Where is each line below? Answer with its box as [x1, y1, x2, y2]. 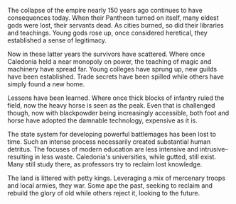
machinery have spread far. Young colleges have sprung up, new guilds [7, 65, 218, 73]
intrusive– [200, 145, 229, 153]
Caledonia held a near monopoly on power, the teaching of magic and [7, 57, 212, 66]
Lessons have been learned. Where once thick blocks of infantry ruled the [7, 93, 225, 102]
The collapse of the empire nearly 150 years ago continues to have [7, 6, 203, 14]
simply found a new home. [7, 80, 85, 88]
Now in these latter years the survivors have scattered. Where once [7, 50, 205, 58]
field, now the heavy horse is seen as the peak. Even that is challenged [7, 101, 215, 109]
